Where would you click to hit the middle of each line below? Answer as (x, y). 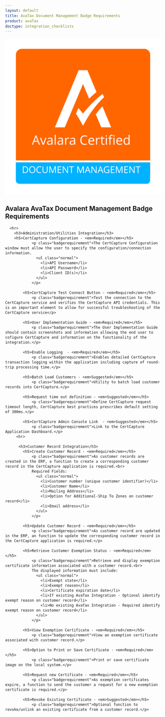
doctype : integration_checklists (40, 26)
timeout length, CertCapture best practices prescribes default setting (82, 407)
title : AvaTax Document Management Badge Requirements (63, 16)
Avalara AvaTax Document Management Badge (79, 208)
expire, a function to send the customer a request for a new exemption (82, 685)
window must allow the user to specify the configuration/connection (78, 248)
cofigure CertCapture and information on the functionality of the (76, 337)
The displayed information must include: (75, 571)
